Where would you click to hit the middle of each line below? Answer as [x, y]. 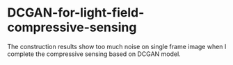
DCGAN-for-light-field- [76, 13]
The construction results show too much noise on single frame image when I [117, 46]
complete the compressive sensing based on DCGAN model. [94, 54]
